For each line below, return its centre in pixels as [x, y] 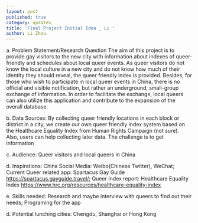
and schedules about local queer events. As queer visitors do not [106, 63]
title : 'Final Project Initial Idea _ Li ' [61, 28]
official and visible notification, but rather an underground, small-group [92, 88]
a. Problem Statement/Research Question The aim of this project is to [90, 50]
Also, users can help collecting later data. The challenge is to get [85, 137]
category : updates [29, 22]
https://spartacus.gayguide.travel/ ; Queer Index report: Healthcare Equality [98, 179]
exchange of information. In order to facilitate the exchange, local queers [95, 94]
